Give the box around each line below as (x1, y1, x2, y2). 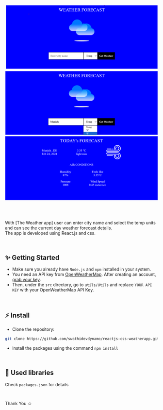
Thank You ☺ (5, 400, 33, 406)
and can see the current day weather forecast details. (5, 225, 113, 231)
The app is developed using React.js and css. (5, 230, 96, 236)
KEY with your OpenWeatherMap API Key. (12, 287, 94, 293)
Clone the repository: (12, 326, 55, 332)
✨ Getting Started (5, 253, 60, 262)
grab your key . (12, 277, 41, 283)
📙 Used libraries (5, 369, 54, 377)
